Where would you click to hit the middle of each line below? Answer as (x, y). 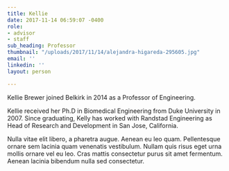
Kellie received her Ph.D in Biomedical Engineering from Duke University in (114, 111)
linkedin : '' (26, 65)
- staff (18, 39)
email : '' (22, 59)
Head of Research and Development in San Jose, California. (93, 125)
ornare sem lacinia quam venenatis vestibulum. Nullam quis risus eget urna (114, 146)
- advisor (22, 33)
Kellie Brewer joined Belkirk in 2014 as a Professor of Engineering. (101, 97)
